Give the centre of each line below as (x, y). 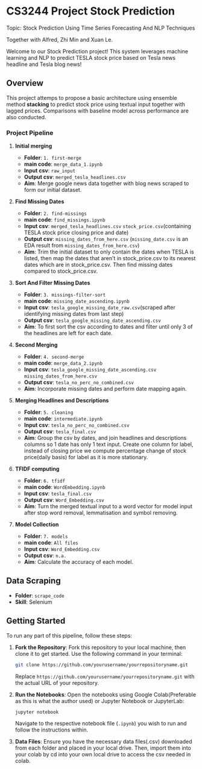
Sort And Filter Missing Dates (52, 283)
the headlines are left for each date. (68, 333)
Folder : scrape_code (39, 595)
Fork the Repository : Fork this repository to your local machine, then (100, 647)
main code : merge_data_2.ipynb (63, 363)
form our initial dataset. (53, 190)
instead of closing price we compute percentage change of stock (105, 451)
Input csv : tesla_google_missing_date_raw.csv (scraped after (100, 307)
